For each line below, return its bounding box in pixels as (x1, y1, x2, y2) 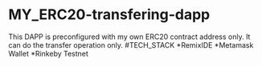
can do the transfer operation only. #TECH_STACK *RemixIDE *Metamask (8, 40, 254, 49)
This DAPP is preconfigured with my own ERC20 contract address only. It (8, 32, 251, 41)
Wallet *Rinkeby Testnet (8, 49, 88, 58)
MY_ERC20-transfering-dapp (8, 6, 211, 24)
